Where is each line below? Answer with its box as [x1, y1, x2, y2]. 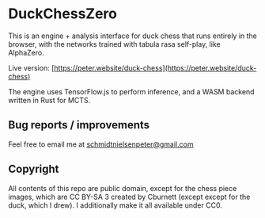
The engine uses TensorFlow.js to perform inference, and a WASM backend [8, 86, 255, 96]
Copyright [8, 163, 59, 176]
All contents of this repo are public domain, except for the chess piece [8, 183, 237, 193]
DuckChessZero [8, 5, 117, 23]
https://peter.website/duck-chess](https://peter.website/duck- [54, 63, 257, 72]
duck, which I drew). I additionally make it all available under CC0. [8, 200, 223, 210]
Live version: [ [8, 63, 55, 72]
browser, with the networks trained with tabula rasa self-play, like [8, 39, 221, 48]
